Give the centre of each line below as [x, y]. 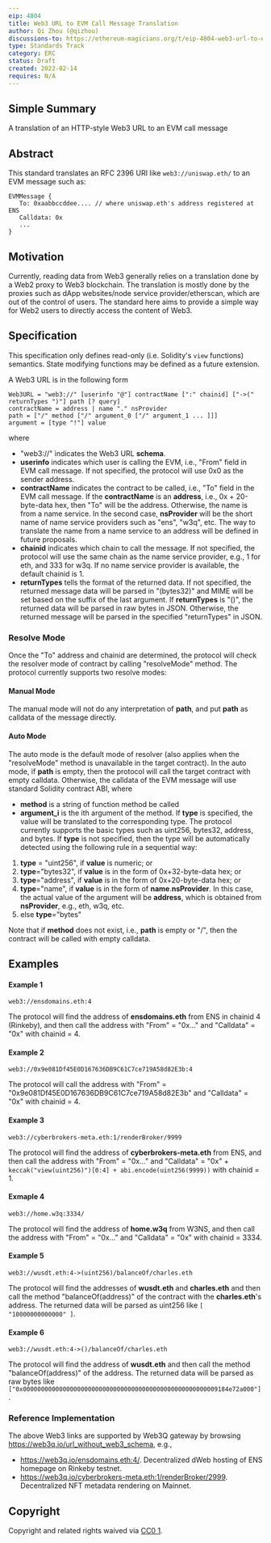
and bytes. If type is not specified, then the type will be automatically [135, 839]
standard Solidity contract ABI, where [71, 788]
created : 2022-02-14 [43, 69]
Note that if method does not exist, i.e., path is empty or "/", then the [123, 930]
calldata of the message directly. [63, 717]
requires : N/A [32, 76]
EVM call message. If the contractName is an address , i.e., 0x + [127, 496]
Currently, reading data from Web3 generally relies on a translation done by [134, 277]
